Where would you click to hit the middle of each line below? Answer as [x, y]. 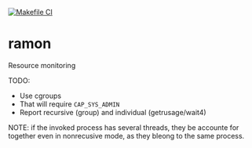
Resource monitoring [42, 65]
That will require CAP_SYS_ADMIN [69, 104]
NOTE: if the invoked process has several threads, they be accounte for [124, 127]
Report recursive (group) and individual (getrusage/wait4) [113, 112]
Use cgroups [40, 96]
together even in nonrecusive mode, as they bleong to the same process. [126, 135]
